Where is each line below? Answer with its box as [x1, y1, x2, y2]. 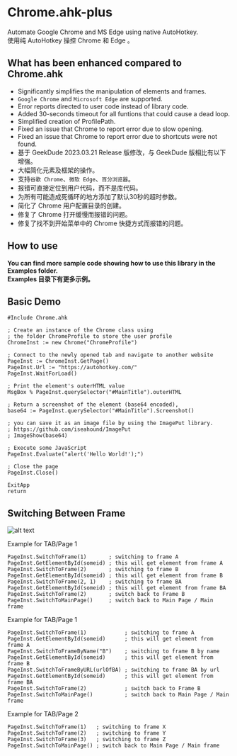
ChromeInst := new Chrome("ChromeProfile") [7, 339, 138, 346]
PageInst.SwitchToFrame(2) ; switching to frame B [7, 566, 179, 573]
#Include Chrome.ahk [7, 315, 69, 322]
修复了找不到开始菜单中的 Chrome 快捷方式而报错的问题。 [17, 219, 187, 227]
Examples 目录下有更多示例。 [7, 274, 94, 283]
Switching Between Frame [7, 507, 126, 519]
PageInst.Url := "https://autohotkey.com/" [7, 364, 138, 371]
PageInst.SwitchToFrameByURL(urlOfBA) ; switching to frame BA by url [7, 667, 220, 674]
